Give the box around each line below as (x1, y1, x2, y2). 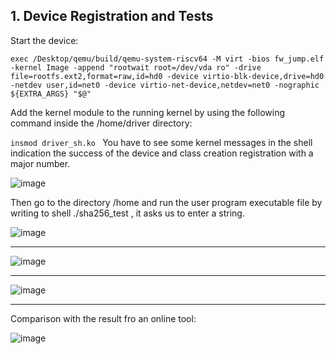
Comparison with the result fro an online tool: (10, 312, 197, 324)
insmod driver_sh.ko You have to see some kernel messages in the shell (10, 136, 313, 148)
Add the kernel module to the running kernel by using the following (10, 106, 285, 118)
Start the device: (10, 34, 79, 46)
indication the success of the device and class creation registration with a (10, 147, 314, 159)
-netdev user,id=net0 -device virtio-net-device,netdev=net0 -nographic (10, 80, 320, 90)
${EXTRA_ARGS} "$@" (10, 89, 92, 99)
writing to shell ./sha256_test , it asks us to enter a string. (10, 207, 245, 219)
